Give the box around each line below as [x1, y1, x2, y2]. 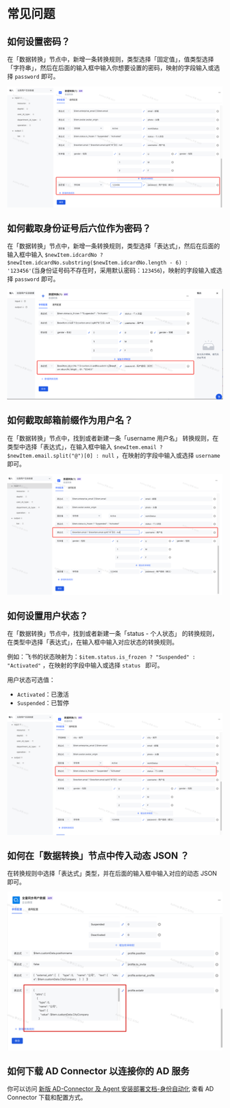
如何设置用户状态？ [7, 610, 88, 621]
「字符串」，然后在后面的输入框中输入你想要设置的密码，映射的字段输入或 [7, 64, 214, 72]
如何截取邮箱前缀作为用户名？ [7, 415, 133, 426]
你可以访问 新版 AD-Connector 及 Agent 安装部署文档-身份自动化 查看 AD [7, 1085, 214, 1093]
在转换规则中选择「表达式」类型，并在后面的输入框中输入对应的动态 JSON [7, 870, 218, 878]
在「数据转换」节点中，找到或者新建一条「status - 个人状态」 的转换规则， [7, 630, 218, 638]
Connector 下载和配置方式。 [7, 1094, 87, 1102]
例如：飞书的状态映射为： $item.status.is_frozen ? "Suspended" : [7, 652, 196, 661]
